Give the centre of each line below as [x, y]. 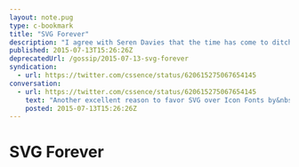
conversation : [36, 83]
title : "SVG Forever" [49, 34]
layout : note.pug [41, 17]
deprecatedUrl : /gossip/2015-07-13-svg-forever [99, 59]
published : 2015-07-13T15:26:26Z [71, 51]
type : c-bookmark [41, 26]
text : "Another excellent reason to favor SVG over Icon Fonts [145, 100]
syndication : [33, 68]
